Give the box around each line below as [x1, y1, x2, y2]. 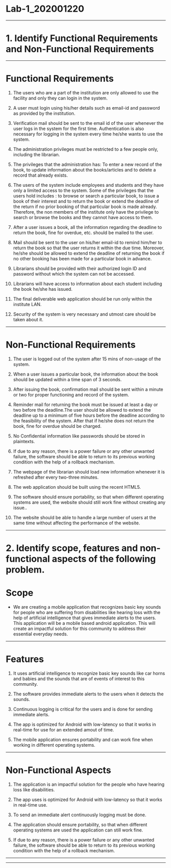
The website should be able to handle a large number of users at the [13, 514, 156, 520]
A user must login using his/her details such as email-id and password [13, 105, 160, 111]
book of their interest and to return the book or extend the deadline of [13, 198, 159, 204]
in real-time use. [13, 802, 48, 808]
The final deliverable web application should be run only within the [13, 295, 152, 302]
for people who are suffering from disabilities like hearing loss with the [13, 609, 160, 615]
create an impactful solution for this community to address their [13, 625, 146, 631]
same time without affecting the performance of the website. [13, 520, 140, 526]
